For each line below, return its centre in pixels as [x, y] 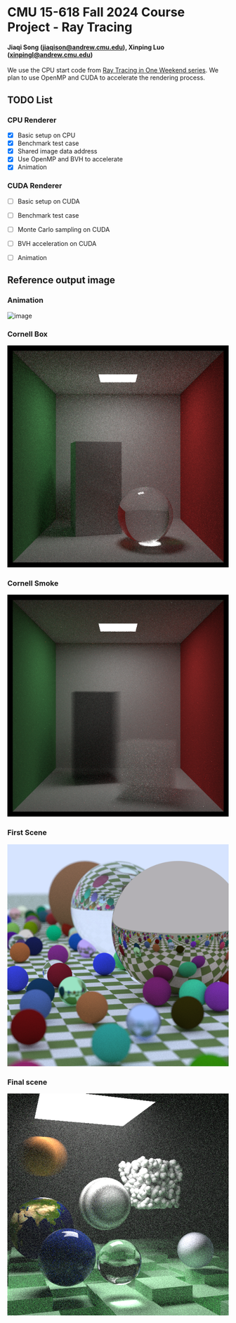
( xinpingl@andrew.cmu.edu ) [50, 54]
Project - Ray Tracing [70, 27]
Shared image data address [57, 151]
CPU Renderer [32, 120]
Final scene [27, 1082]
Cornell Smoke [33, 583]
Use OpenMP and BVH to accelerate [70, 159]
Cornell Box [27, 334]
